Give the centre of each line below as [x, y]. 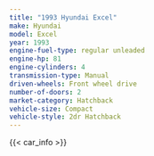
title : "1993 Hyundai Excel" [63, 17]
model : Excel [33, 34]
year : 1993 [29, 42]
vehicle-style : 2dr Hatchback [65, 117]
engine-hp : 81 [36, 59]
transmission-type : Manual [59, 76]
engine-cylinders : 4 [48, 68]
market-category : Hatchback [61, 100]
